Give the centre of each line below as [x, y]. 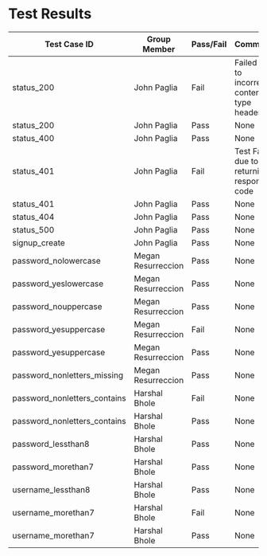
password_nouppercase [57, 306]
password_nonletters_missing [68, 375]
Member [159, 49]
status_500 [33, 229]
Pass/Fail [209, 44]
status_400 [33, 138]
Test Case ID [69, 44]
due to [246, 161]
